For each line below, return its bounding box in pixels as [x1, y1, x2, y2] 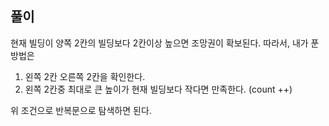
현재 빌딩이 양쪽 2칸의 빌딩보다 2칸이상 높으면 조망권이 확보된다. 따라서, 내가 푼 [10, 37, 320, 49]
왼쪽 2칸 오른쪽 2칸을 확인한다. [24, 70, 146, 82]
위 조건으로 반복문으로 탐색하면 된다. [10, 104, 152, 116]
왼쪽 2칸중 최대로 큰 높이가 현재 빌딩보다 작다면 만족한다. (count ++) [24, 83, 293, 95]
